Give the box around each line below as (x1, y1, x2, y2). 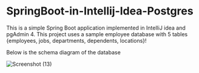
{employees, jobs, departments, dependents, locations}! (6, 37, 147, 44)
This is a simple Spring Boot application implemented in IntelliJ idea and (6, 24, 186, 31)
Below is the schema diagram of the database (6, 48, 121, 56)
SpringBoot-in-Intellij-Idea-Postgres (6, 4, 194, 18)
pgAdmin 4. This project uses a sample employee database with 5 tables (6, 30, 188, 37)
